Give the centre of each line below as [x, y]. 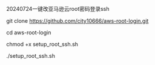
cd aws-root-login [29, 32]
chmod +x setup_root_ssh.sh [42, 44]
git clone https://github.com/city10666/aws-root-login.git [77, 21]
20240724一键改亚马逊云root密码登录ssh [58, 9]
